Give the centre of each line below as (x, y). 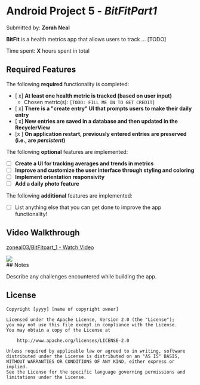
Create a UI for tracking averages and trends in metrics (84, 163)
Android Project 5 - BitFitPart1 (81, 11)
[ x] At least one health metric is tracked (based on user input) (93, 96)
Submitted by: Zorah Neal (38, 28)
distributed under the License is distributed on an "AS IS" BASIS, (93, 356)
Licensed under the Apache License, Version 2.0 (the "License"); (90, 319)
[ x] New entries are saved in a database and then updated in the (96, 121)
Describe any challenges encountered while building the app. (81, 276)
